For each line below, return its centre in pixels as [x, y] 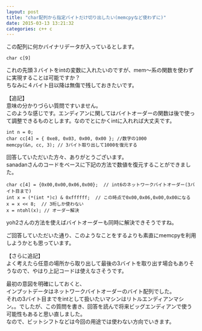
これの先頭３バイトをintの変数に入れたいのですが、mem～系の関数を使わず [100, 70]
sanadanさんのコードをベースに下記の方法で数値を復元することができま [96, 165]
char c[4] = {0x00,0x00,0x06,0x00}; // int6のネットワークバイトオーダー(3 [99, 185]
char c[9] [19, 58]
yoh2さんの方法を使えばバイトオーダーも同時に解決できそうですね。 [92, 223]
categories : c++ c [29, 29]
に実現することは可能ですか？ [43, 78]
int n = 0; [20, 133]
